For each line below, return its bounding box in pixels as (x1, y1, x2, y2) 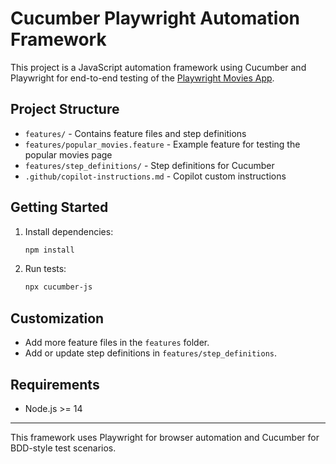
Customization (10, 310, 105, 327)
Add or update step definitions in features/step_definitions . (24, 347, 278, 359)
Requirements (10, 376, 100, 393)
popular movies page (24, 148, 113, 161)
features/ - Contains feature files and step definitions (24, 127, 247, 139)
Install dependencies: (24, 225, 114, 237)
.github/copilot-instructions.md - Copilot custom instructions (24, 170, 287, 182)
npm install (24, 245, 75, 255)
